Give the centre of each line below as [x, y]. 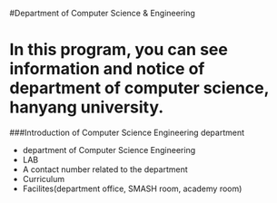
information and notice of [107, 69]
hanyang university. [87, 107]
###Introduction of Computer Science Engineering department [127, 132]
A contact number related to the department [105, 169]
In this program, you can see [119, 50]
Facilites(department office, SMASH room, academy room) [132, 188]
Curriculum [44, 179]
